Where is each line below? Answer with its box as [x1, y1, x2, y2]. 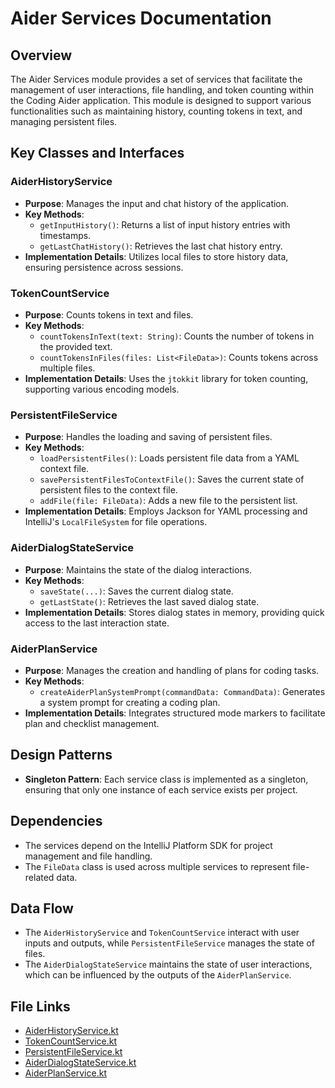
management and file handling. [24, 850, 153, 862]
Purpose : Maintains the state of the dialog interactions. [24, 563, 253, 576]
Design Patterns [10, 747, 113, 764]
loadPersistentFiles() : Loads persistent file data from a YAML [39, 452, 300, 464]
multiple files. [39, 362, 96, 374]
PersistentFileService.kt [24, 1046, 123, 1058]
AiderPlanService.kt [24, 1067, 107, 1079]
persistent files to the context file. [39, 484, 178, 496]
